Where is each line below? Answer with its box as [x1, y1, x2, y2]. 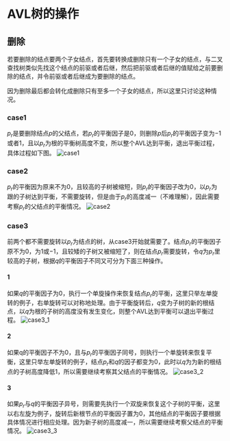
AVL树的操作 [7, 6, 79, 22]
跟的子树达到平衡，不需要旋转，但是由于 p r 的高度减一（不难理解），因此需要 [7, 192, 220, 202]
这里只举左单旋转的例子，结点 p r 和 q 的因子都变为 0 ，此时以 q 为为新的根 [18, 357, 216, 368]
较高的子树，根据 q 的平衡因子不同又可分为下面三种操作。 [7, 257, 167, 265]
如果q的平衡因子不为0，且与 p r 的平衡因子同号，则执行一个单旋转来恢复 [7, 348, 207, 358]
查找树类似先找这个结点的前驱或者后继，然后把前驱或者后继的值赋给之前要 [7, 64, 217, 72]
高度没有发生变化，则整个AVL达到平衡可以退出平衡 [64, 307, 208, 316]
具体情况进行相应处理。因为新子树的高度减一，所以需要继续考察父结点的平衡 [7, 418, 223, 427]
